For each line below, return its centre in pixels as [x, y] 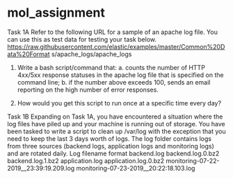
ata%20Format [29, 54]
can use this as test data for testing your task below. [82, 39]
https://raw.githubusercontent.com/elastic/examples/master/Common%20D [116, 46]
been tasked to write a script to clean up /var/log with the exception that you [116, 131]
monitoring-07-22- [193, 160]
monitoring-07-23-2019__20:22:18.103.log [136, 168]
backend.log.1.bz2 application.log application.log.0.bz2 [86, 160]
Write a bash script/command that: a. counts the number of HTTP [111, 67]
